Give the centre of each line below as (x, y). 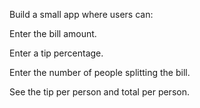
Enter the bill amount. (53, 33)
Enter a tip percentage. (56, 53)
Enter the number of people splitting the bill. (100, 72)
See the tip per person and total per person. (99, 92)
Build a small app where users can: (81, 14)
